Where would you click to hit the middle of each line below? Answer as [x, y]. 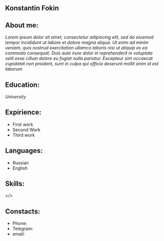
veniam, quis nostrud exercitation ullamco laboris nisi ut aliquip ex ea [77, 48]
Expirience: [23, 113]
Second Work [26, 130]
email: [18, 234]
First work [23, 124]
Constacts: [23, 211]
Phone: [20, 224]
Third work [23, 135]
